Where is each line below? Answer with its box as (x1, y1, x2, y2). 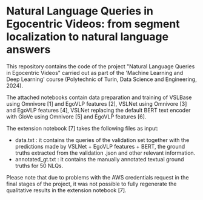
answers (6, 43, 51, 57)
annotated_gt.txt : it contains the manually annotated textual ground (15, 155, 184, 163)
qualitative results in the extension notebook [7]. (6, 186, 127, 194)
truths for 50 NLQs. (15, 162, 64, 169)
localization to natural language (6, 30, 168, 44)
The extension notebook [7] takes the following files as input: (6, 124, 159, 132)
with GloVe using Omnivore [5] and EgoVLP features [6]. (6, 113, 147, 120)
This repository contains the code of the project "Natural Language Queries (6, 62, 195, 70)
